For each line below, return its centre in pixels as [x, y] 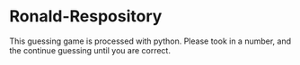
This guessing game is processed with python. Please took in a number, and [150, 41]
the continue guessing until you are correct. [90, 50]
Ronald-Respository [86, 16]
